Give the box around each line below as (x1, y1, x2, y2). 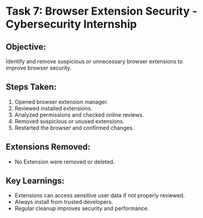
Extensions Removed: (6, 142, 91, 152)
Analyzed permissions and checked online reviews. (14, 111, 144, 118)
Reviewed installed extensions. (14, 104, 93, 112)
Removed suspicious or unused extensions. (14, 117, 125, 125)
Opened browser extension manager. (14, 98, 108, 105)
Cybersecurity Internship (6, 17, 137, 31)
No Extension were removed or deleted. (14, 158, 115, 165)
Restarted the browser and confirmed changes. (14, 124, 135, 131)
